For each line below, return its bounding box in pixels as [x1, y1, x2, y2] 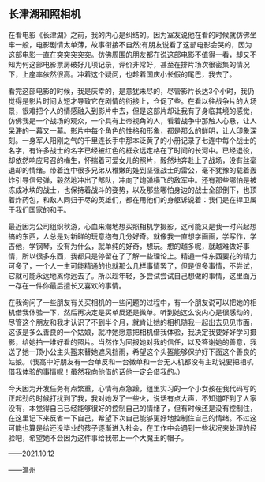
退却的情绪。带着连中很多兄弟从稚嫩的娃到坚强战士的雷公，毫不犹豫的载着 [8, 165, 250, 175]
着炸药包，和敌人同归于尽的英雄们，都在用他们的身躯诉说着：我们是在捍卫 [8, 194, 250, 204]
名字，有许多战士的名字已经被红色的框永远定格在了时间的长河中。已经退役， [8, 145, 257, 155]
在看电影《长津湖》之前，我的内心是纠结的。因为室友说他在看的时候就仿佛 [8, 30, 250, 40]
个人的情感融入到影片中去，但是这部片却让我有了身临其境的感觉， [42, 106, 257, 115]
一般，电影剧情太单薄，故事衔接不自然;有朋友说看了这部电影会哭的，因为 [14, 40, 252, 49]
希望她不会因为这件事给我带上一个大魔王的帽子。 [28, 433, 188, 442]
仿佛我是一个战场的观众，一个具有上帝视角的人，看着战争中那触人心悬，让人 [8, 115, 257, 125]
